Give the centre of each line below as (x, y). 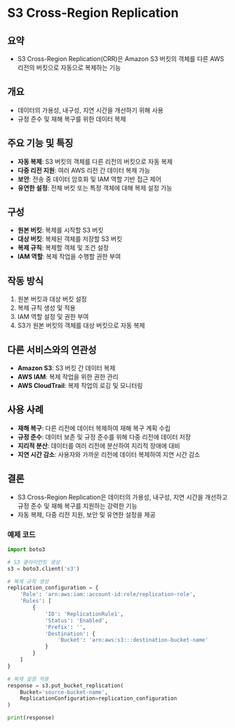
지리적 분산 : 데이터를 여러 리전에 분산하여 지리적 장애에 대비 (99, 446)
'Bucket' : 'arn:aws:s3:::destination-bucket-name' (133, 640)
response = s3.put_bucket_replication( (66, 685)
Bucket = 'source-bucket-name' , (64, 692)
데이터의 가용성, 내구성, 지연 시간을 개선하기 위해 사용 (90, 110)
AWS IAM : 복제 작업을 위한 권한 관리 (68, 377)
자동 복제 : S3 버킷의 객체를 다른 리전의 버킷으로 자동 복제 (95, 161)
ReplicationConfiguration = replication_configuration (99, 698)
